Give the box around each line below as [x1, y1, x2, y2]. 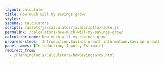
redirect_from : [5, 48, 36, 53]
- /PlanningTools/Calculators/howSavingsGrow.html [9, 52, 115, 58]
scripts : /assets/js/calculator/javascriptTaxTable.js [5, 25, 119, 30]
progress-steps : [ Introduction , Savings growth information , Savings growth [5, 39, 161, 44]
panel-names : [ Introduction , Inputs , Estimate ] [5, 43, 104, 48]
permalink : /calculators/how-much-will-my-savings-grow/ [5, 30, 123, 35]
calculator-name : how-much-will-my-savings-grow [5, 35, 106, 40]
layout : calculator [5, 7, 45, 12]
